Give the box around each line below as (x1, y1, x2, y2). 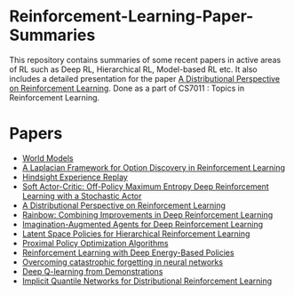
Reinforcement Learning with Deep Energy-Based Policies (21, 247, 234, 258)
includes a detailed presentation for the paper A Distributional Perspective (9, 73, 281, 84)
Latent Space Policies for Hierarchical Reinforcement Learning (21, 228, 250, 239)
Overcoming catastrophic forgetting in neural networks (21, 256, 224, 267)
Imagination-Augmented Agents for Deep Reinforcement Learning (21, 219, 264, 229)
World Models (21, 153, 74, 163)
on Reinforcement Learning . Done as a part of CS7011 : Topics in (9, 83, 245, 93)
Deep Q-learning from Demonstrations (21, 266, 163, 276)
